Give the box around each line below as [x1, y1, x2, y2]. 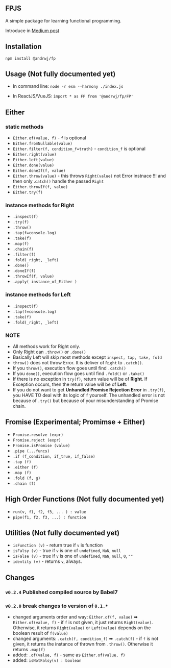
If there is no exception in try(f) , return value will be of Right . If [12, 376, 148, 382]
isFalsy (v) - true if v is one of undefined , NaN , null [12, 548, 121, 554]
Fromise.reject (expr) [12, 437, 61, 443]
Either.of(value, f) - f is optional [12, 135, 86, 141]
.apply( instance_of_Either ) [12, 279, 78, 285]
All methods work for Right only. [12, 343, 81, 350]
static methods [5, 123, 44, 130]
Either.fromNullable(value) [12, 141, 72, 146]
